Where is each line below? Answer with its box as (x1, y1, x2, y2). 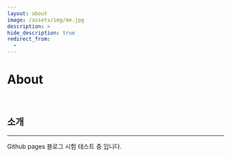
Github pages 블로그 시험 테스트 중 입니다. (7, 142, 122, 150)
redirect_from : (7, 36, 51, 43)
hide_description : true (7, 29, 76, 36)
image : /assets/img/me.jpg (7, 17, 85, 23)
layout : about (7, 10, 48, 17)
